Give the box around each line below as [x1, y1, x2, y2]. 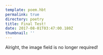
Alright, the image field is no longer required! [5, 44, 98, 50]
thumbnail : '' [5, 30, 35, 35]
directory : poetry [5, 16, 44, 21]
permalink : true [5, 12, 39, 17]
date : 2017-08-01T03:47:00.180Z [5, 26, 73, 31]
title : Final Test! [5, 21, 46, 26]
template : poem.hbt [5, 7, 46, 12]
